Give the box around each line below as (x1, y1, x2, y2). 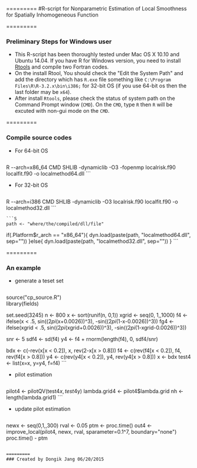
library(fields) (6, 300, 40, 307)
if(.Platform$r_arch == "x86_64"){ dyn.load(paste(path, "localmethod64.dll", (6, 231, 191, 238)
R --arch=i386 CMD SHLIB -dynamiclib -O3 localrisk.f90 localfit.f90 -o (6, 198, 178, 205)
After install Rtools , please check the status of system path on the (14, 95, 175, 102)
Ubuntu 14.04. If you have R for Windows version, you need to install (14, 57, 181, 64)
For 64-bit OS (14, 147, 48, 154)
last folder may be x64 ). (14, 89, 72, 96)
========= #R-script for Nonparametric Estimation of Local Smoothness (6, 5, 187, 12)
